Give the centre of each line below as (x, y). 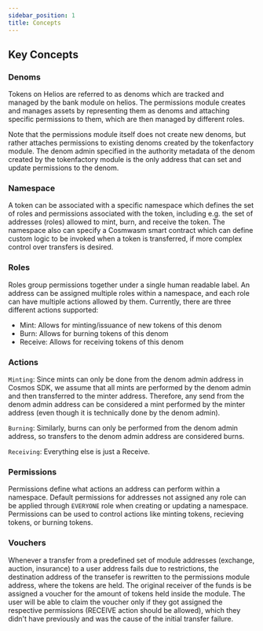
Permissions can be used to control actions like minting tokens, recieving (126, 514)
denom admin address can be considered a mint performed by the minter (127, 404)
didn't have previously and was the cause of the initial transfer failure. (121, 618)
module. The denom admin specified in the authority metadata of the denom (131, 151)
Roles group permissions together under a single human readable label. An (129, 285)
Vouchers (27, 543)
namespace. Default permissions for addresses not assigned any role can (127, 497)
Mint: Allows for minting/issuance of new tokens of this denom (121, 325)
